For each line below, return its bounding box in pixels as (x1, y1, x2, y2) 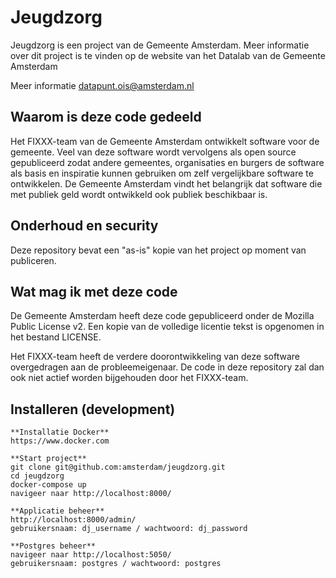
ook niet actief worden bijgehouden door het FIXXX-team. (10, 372, 249, 384)
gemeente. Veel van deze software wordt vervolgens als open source (10, 146, 297, 158)
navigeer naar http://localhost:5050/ (10, 550, 172, 560)
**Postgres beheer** (10, 541, 97, 551)
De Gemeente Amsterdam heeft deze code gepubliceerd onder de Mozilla (10, 310, 315, 322)
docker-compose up (10, 480, 87, 490)
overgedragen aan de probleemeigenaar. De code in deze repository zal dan (10, 361, 325, 373)
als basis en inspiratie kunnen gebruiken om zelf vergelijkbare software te (10, 167, 314, 179)
